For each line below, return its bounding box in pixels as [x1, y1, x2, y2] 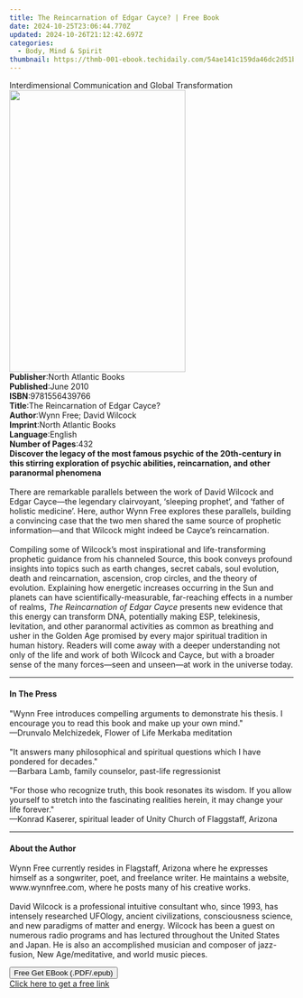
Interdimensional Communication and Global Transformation [9, 80, 233, 90]
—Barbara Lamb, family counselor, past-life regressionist [9, 766, 221, 777]
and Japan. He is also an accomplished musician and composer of [9, 939, 257, 950]
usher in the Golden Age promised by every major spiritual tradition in [9, 631, 268, 641]
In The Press [9, 688, 58, 699]
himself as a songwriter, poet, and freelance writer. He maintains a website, [9, 873, 289, 883]
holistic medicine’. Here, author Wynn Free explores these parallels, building [9, 506, 291, 516]
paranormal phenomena [9, 467, 102, 478]
